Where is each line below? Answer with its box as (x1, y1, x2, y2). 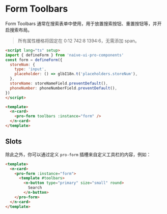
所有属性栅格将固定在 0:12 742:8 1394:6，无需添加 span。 (17, 38, 140, 44)
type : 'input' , (14, 67, 47, 72)
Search (27, 185, 42, 191)
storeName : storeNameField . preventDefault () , (10, 81, 108, 86)
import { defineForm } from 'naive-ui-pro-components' (5, 52, 124, 57)
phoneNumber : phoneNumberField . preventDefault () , (10, 85, 117, 90)
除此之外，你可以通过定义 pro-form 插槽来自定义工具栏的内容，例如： (5, 151, 151, 158)
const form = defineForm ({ (5, 57, 63, 63)
